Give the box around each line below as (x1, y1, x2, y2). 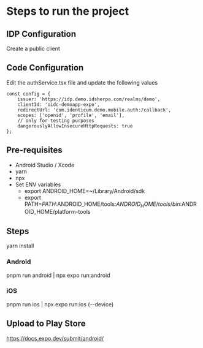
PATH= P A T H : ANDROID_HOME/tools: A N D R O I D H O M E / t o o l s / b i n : (24, 200, 182, 209)
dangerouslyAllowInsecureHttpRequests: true (17, 123, 133, 129)
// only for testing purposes (17, 118, 95, 124)
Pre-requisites (6, 145, 63, 156)
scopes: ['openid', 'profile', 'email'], (17, 112, 124, 118)
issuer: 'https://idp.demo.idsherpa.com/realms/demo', (17, 96, 161, 102)
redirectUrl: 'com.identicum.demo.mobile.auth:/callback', (17, 107, 172, 113)
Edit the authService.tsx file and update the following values (6, 78, 158, 86)
